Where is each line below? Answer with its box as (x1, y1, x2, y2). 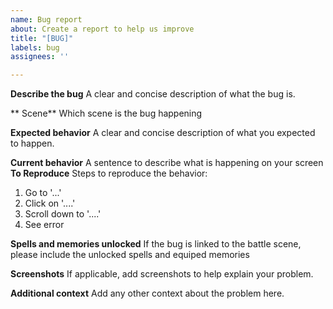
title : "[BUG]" (10, 33, 74, 43)
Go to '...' (24, 187, 62, 199)
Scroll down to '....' (24, 208, 102, 220)
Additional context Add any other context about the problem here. (10, 287, 285, 300)
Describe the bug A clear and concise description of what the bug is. (10, 88, 296, 100)
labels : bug (10, 42, 60, 53)
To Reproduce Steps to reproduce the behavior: (10, 167, 208, 180)
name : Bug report (10, 14, 83, 25)
